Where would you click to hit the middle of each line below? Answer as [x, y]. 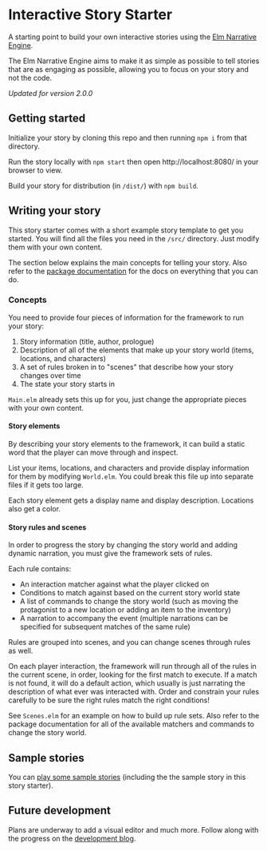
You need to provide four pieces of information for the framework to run [126, 317]
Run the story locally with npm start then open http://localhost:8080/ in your [133, 161]
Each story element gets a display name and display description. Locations [131, 500]
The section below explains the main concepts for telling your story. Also [128, 262]
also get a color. [35, 509]
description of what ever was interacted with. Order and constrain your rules [134, 692]
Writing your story [55, 211]
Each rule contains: [40, 569]
